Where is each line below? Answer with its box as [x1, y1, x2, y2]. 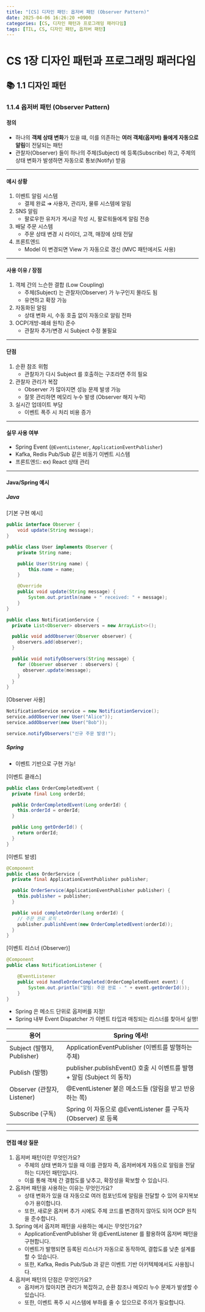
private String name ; [17, 549, 72, 556]
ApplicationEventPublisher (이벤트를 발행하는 [66, 1043, 193, 1052]
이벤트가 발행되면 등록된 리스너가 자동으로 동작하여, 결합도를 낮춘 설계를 [24, 1245, 196, 1252]
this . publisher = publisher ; [17, 893, 92, 899]
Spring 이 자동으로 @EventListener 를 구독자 [66, 1105, 189, 1114]
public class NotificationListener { [6, 962, 103, 968]
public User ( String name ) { [17, 560, 88, 567]
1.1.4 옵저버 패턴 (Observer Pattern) [6, 103, 110, 111]
